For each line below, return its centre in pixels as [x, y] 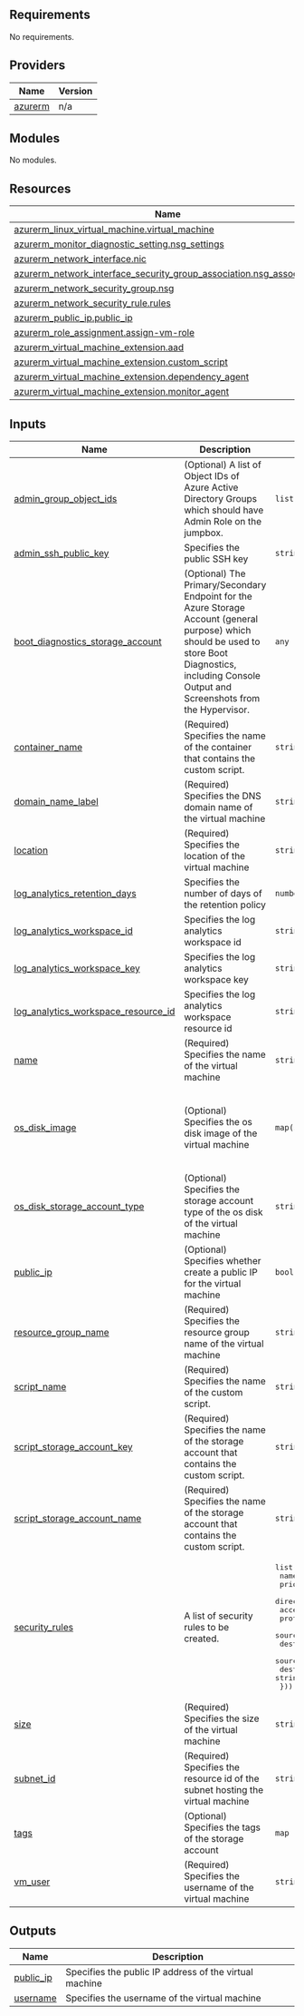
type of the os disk [223, 1212]
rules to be [207, 1627]
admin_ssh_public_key [62, 553]
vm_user [32, 1882]
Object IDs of [212, 476]
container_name [48, 748]
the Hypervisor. [217, 710]
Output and [208, 687]
